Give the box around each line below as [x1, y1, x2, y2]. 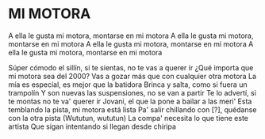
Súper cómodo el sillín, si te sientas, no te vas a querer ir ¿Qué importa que [8, 62, 254, 72]
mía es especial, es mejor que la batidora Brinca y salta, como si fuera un [8, 80, 248, 89]
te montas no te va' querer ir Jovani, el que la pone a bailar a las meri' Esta [8, 96, 252, 106]
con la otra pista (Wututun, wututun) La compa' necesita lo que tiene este [8, 113, 248, 122]
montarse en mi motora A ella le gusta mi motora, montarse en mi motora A [8, 39, 254, 48]
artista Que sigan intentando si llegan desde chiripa [8, 122, 177, 131]
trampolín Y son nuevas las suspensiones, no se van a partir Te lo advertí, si [8, 88, 256, 97]
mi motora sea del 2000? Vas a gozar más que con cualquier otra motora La [8, 71, 256, 81]
